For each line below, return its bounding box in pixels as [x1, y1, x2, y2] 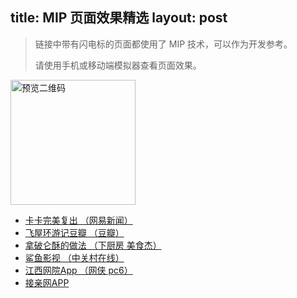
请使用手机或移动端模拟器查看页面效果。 [34, 59, 202, 71]
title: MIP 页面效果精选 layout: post [10, 9, 228, 27]
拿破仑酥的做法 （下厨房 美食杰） [24, 239, 162, 251]
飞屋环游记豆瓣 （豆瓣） [24, 226, 125, 238]
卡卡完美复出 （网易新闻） [24, 214, 133, 226]
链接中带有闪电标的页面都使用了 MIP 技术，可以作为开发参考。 [34, 38, 293, 50]
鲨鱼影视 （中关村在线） [24, 251, 125, 263]
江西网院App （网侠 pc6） [24, 264, 133, 276]
